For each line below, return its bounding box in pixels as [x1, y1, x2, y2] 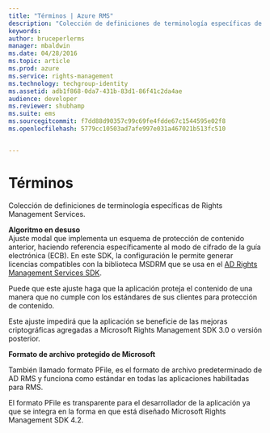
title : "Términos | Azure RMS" [8, 11, 114, 20]
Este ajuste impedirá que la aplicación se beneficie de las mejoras [8, 316, 228, 326]
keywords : [8, 27, 42, 35]
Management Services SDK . [8, 268, 103, 278]
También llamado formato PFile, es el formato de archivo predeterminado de [8, 365, 263, 375]
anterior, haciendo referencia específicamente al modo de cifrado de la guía [8, 242, 261, 252]
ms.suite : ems [8, 110, 57, 118]
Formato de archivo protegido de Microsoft [8, 349, 156, 359]
